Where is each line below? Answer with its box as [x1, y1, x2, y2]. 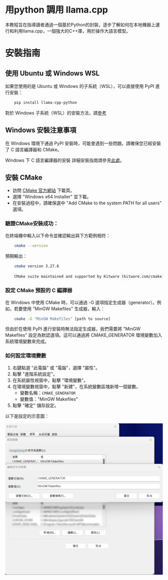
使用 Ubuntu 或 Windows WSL [5, 69, 100, 77]
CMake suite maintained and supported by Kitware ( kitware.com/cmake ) [14, 274, 164, 279]
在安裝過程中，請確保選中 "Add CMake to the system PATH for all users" [12, 200, 162, 206]
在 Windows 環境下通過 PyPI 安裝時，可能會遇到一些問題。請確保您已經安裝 [5, 140, 161, 146]
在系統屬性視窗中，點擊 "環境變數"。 [12, 377, 88, 383]
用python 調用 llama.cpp [5, 4, 108, 16]
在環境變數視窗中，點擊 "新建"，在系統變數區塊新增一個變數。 [12, 383, 141, 389]
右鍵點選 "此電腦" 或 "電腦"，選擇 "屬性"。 [12, 365, 100, 371]
